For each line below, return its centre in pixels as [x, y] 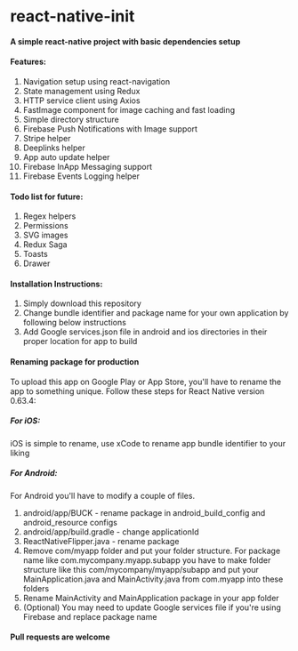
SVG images [46, 235]
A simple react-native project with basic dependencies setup [125, 41]
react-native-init [72, 16]
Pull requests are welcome [60, 637]
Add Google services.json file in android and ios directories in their [145, 332]
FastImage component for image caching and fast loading [129, 109]
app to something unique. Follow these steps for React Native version [137, 391]
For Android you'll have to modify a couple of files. [102, 495]
